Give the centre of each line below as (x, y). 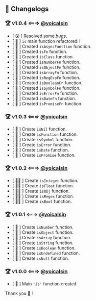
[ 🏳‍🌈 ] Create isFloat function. (43, 186)
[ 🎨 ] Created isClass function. (43, 56)
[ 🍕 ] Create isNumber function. (43, 227)
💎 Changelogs (27, 9)
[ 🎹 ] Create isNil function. (39, 129)
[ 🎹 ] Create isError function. (42, 145)
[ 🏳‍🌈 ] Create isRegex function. (43, 196)
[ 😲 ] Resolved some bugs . (39, 36)
